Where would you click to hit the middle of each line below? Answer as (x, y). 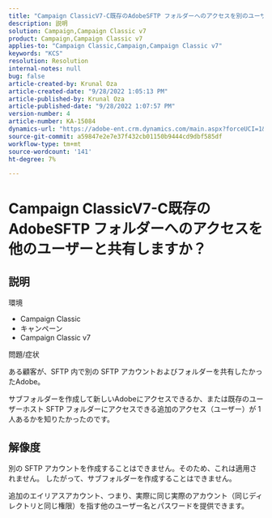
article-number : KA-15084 (52, 122)
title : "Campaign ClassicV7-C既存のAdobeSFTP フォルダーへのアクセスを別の (128, 16)
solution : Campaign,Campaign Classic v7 (78, 31)
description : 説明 (38, 24)
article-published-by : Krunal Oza (67, 99)
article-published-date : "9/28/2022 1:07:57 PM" (92, 106)
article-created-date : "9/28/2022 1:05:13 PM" (88, 91)
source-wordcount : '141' (50, 152)
